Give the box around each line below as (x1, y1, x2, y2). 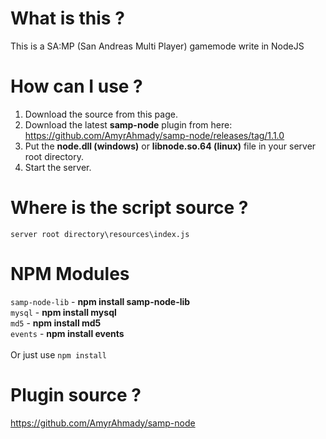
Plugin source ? (10, 383, 142, 406)
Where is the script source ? (10, 197, 249, 219)
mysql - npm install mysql (10, 306, 117, 318)
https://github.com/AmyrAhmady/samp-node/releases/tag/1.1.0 (24, 129, 285, 141)
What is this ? (10, 7, 125, 30)
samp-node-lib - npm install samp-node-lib (10, 295, 191, 307)
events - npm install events (10, 327, 125, 339)
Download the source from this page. (24, 108, 178, 120)
